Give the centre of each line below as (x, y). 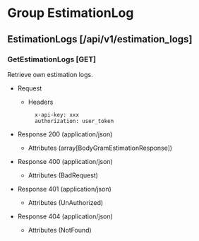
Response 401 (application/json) (64, 189)
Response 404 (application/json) (65, 216)
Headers (41, 102)
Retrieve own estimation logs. (50, 74)
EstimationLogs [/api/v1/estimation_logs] (100, 39)
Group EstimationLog (71, 13)
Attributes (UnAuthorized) (66, 202)
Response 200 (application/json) (65, 134)
